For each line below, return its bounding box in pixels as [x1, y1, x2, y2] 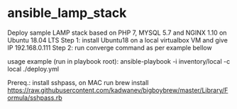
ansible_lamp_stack [7, 5, 127, 21]
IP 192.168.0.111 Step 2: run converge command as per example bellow [7, 43, 212, 52]
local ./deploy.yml [7, 64, 59, 73]
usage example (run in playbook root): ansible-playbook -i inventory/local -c [7, 57, 231, 65]
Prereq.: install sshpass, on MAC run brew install [7, 78, 149, 86]
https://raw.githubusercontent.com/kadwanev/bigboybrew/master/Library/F [7, 86, 228, 94]
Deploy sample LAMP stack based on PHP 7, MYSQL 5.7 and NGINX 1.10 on [7, 28, 227, 37]
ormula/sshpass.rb [7, 93, 62, 102]
